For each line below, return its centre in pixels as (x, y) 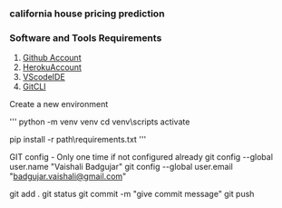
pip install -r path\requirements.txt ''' (78, 140)
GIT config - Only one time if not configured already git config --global (141, 157)
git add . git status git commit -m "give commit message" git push (132, 194)
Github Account (52, 58)
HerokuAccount (52, 67)
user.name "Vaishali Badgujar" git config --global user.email (121, 167)
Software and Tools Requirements (86, 37)
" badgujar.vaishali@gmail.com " (68, 176)
